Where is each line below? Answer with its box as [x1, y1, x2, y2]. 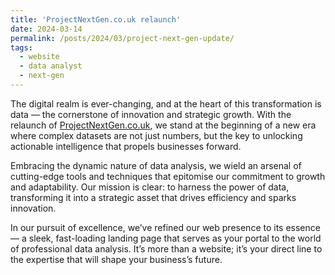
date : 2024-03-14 [10, 24, 83, 34]
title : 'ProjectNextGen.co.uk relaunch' [10, 14, 182, 25]
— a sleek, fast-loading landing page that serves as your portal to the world [10, 232, 322, 244]
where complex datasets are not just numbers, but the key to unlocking [10, 129, 303, 141]
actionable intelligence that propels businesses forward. [10, 140, 242, 152]
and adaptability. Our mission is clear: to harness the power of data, [10, 181, 290, 193]
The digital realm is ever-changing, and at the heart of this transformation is [10, 97, 322, 110]
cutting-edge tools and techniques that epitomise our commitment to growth [10, 170, 326, 182]
